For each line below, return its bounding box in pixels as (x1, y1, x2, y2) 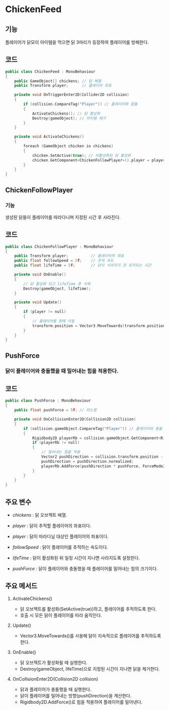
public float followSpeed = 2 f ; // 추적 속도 (14, 258, 114, 263)
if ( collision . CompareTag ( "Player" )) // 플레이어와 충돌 (23, 102, 138, 107)
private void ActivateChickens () (14, 134, 84, 139)
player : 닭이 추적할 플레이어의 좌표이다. (12, 523, 92, 528)
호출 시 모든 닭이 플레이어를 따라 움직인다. (20, 612, 102, 618)
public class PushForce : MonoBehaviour (5, 398, 92, 403)
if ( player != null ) (23, 309, 66, 314)
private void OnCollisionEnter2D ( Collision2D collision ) (14, 417, 136, 422)
